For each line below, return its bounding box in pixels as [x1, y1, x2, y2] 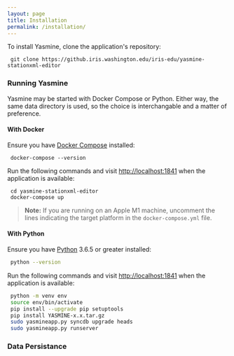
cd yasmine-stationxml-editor [10, 187, 99, 195]
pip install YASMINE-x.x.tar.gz [10, 312, 105, 319]
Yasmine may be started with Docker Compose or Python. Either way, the [7, 94, 219, 102]
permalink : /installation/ [7, 23, 86, 30]
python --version [10, 259, 61, 266]
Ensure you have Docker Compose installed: [7, 141, 135, 149]
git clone [10, 56, 39, 63]
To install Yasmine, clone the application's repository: [7, 43, 161, 51]
